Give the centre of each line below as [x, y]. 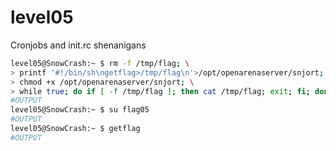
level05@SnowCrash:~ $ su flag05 [80, 110]
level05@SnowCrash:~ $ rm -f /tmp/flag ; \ [100, 63]
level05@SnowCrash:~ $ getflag [75, 129]
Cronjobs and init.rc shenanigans [78, 45]
